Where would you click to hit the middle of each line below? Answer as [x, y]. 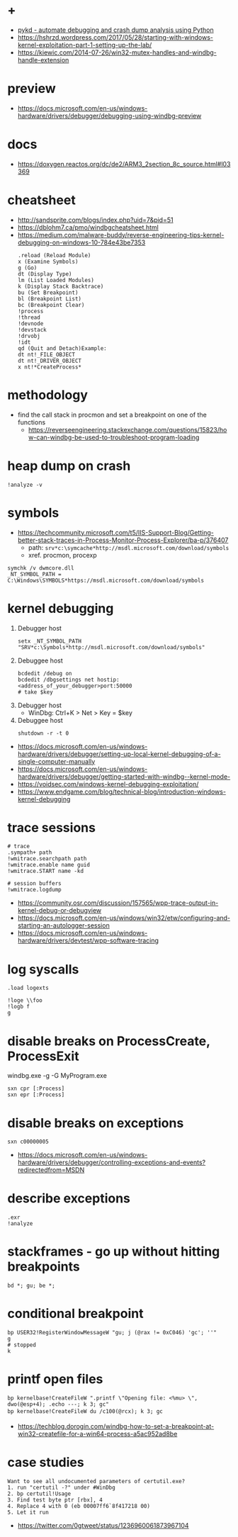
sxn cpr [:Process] [36, 1089]
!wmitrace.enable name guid [49, 865]
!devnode [30, 323]
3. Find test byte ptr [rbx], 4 [55, 1500]
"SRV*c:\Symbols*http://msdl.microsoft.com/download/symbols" [111, 647]
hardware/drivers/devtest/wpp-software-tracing [88, 940]
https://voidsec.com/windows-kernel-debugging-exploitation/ [108, 784]
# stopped [22, 1345]
